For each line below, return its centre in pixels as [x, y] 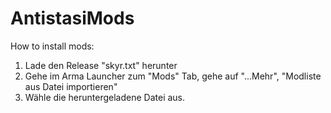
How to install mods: [52, 46]
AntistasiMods [72, 18]
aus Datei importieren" [71, 86]
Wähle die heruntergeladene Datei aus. [105, 97]
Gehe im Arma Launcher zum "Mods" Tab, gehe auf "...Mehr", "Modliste [173, 76]
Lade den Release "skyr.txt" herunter [101, 65]
